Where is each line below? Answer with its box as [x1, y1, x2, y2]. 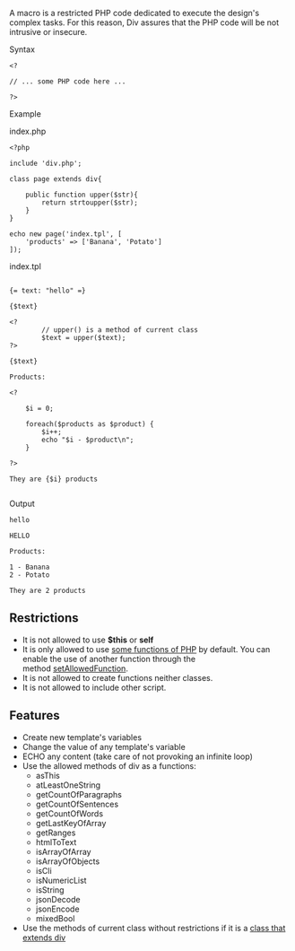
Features [9, 708, 60, 723]
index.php [9, 126, 47, 136]
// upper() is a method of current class [41, 326, 199, 335]
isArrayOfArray [35, 846, 91, 857]
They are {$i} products [9, 475, 99, 484]
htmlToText [35, 836, 77, 847]
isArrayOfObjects [35, 856, 100, 867]
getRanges [35, 827, 76, 838]
